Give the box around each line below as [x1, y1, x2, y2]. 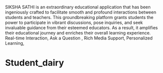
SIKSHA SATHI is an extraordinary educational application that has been [5, 4, 151, 10]
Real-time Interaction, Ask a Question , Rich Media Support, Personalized [5, 35, 153, 41]
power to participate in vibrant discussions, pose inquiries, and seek [5, 19, 143, 25]
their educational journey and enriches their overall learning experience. [5, 30, 151, 36]
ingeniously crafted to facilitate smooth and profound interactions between [5, 9, 156, 15]
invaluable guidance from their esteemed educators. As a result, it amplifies [5, 25, 158, 31]
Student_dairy [5, 57, 64, 69]
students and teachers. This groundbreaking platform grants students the [5, 15, 154, 20]
